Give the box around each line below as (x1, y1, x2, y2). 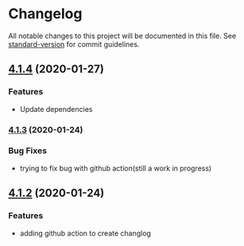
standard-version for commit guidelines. (8, 39, 140, 48)
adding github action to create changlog (19, 228, 151, 238)
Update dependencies (19, 104, 93, 113)
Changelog (8, 5, 83, 23)
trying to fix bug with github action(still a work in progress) (19, 163, 212, 173)
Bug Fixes (8, 145, 48, 156)
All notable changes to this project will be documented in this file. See (8, 31, 237, 40)
